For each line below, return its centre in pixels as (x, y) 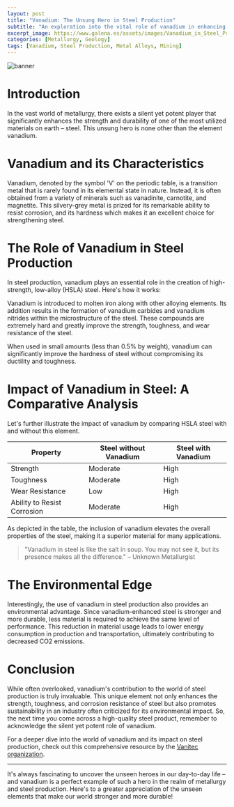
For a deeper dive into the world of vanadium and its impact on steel (105, 739)
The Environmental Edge (80, 584)
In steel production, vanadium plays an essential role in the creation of (108, 282)
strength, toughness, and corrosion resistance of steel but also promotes (112, 703)
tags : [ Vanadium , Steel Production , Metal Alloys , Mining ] (95, 46)
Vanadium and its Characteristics (106, 164)
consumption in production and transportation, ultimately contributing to (111, 633)
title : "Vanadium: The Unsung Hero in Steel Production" (92, 20)
